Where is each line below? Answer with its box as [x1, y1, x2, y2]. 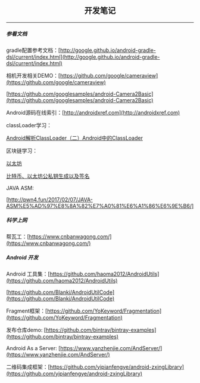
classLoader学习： [6, 121, 52, 128]
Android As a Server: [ [6, 344, 61, 351]
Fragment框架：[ [6, 307, 48, 314]
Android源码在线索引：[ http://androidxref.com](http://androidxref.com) [6, 109, 180, 116]
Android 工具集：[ [6, 270, 50, 277]
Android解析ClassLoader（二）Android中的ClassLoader [6, 134, 143, 142]
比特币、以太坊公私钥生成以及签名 [6, 172, 90, 179]
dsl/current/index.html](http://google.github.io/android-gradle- [6, 53, 160, 60]
